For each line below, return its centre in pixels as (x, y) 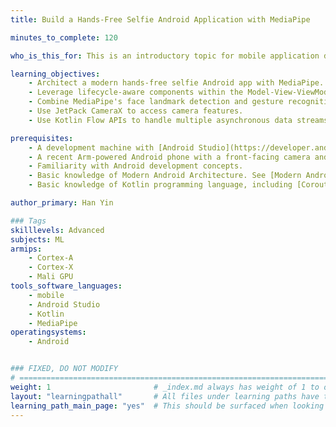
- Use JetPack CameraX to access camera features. (136, 111)
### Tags (28, 221)
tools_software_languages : (66, 286)
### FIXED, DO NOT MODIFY (64, 369)
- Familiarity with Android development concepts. (136, 166)
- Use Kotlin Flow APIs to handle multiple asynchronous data (160, 120)
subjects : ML (37, 239)
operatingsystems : (48, 332)
